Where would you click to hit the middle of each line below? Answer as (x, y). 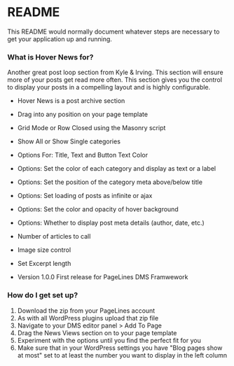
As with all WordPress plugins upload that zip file (88, 318)
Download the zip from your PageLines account (86, 310)
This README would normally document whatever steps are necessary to (113, 31)
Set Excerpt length (44, 264)
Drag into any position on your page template (83, 114)
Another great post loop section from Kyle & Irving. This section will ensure (115, 72)
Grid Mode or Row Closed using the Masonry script (91, 128)
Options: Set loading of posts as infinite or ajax (85, 196)
